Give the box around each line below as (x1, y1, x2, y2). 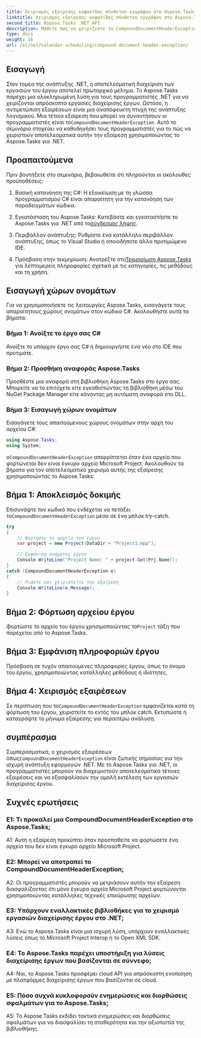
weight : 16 (6, 37, 33, 43)
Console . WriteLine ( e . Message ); (17, 585, 95, 591)
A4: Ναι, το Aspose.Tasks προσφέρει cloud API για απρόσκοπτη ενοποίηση (6, 970, 193, 977)
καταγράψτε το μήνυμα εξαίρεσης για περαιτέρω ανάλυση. (6, 714, 156, 722)
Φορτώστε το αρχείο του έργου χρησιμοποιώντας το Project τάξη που (6, 623, 181, 630)
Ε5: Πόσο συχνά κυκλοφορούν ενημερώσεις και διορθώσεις (6, 991, 187, 1000)
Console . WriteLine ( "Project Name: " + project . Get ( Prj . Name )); (17, 557, 178, 563)
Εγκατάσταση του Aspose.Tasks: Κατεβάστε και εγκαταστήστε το (14, 213, 178, 221)
